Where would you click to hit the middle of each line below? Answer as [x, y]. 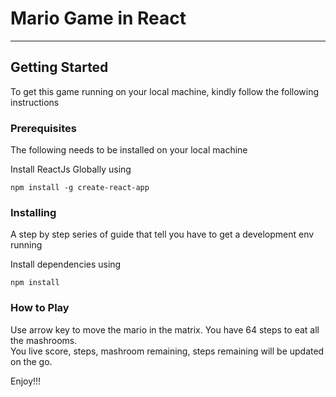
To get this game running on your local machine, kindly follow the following [165, 91]
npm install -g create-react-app [80, 188]
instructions [35, 102]
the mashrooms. [44, 340]
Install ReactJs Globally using [71, 169]
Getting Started [59, 67]
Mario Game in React [98, 18]
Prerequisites [43, 128]
